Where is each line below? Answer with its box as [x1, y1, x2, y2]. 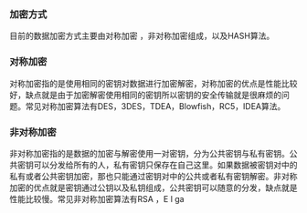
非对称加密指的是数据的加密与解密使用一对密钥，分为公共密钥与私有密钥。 [9, 147, 290, 158]
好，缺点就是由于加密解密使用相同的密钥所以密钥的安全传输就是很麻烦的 [9, 89, 281, 100]
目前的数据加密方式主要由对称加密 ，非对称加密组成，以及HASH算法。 [9, 30, 275, 42]
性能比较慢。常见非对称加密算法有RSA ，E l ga [9, 193, 185, 204]
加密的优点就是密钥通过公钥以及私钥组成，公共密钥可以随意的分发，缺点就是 [9, 182, 298, 193]
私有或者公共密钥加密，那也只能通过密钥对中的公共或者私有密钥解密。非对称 [9, 170, 298, 181]
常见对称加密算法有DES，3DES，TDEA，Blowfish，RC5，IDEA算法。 [25, 100, 286, 111]
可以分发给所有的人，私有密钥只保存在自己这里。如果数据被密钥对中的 [33, 159, 298, 170]
